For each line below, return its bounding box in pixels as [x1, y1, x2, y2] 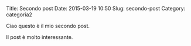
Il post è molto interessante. [6, 34, 73, 40]
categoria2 [6, 11, 32, 18]
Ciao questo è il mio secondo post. [6, 23, 90, 29]
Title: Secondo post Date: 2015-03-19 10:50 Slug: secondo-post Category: [6, 5, 186, 12]
